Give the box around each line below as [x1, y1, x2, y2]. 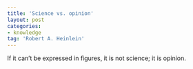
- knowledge [7, 29, 41, 36]
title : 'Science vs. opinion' [7, 10, 94, 17]
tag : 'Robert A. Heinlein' [7, 36, 85, 42]
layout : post [7, 16, 45, 23]
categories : [7, 23, 41, 29]
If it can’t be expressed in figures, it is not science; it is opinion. [7, 54, 186, 62]
